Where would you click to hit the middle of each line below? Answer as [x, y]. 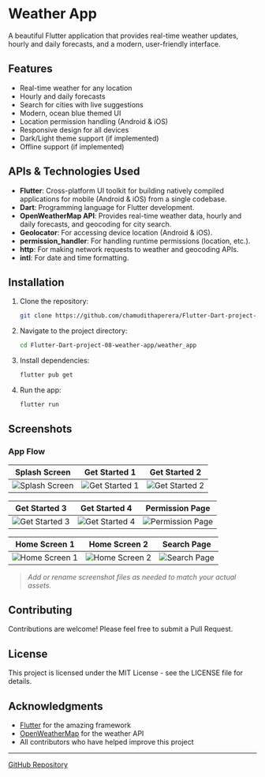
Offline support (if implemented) [72, 146]
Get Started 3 [41, 508]
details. [20, 681]
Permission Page [178, 508]
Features [30, 69]
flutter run [39, 404]
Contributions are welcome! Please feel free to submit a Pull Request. [121, 629]
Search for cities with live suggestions [81, 104]
